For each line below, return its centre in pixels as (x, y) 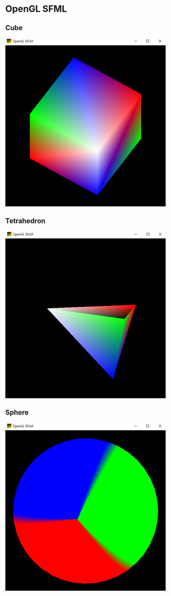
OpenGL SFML (36, 9)
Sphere (17, 412)
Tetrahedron (25, 221)
